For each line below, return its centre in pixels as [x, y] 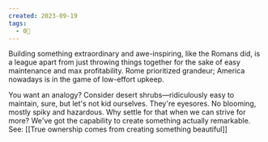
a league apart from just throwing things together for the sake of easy [125, 62]
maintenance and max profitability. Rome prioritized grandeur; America [127, 71]
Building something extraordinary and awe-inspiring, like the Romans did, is [134, 54]
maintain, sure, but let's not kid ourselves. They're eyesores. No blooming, [132, 104]
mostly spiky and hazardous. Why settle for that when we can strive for [127, 112]
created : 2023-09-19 [43, 16]
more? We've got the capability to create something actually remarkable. [130, 121]
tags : [17, 23]
